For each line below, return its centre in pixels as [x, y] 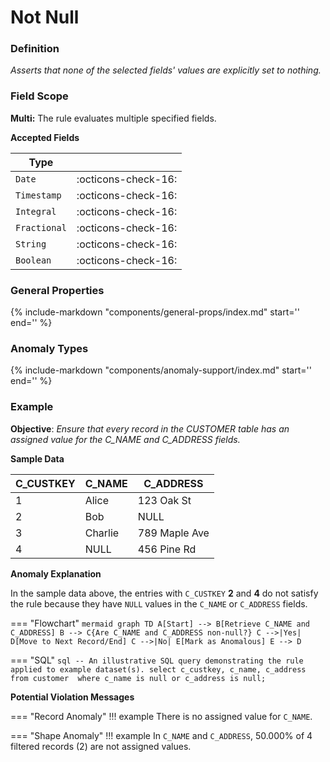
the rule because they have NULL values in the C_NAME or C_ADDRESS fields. [159, 603]
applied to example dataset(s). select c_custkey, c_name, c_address [158, 669]
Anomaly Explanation [56, 573]
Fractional [41, 227]
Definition [35, 49]
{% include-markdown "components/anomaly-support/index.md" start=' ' [161, 370]
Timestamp [38, 195]
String [31, 244]
